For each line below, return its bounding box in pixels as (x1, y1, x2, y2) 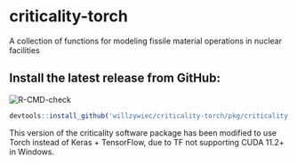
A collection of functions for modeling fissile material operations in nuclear (9, 35, 283, 46)
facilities (9, 44, 40, 55)
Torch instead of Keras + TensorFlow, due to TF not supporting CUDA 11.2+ (9, 137, 285, 147)
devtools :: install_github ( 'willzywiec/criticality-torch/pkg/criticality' (9, 111, 293, 121)
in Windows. (9, 146, 55, 157)
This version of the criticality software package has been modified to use (9, 127, 277, 138)
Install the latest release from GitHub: (9, 71, 221, 86)
